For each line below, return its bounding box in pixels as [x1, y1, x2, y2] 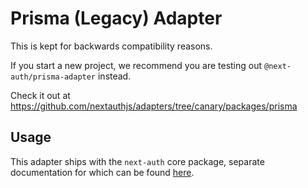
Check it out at [10, 89, 71, 101]
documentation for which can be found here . [10, 166, 195, 178]
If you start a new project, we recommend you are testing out [10, 59, 263, 71]
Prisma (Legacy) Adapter [10, 7, 223, 30]
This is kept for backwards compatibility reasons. [10, 40, 213, 52]
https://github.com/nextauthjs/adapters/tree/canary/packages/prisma [10, 100, 298, 112]
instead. [97, 70, 132, 82]
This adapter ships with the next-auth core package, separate [10, 155, 265, 167]
